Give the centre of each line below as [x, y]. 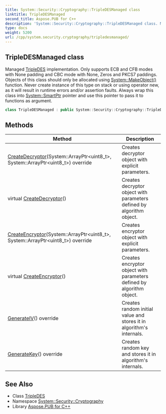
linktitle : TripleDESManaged [35, 14]
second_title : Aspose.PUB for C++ [41, 19]
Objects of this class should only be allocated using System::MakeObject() [81, 80]
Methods [19, 125]
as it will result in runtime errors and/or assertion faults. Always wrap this [79, 90]
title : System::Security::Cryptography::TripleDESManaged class [73, 10]
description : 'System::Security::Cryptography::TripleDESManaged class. [82, 23]
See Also [19, 384]
